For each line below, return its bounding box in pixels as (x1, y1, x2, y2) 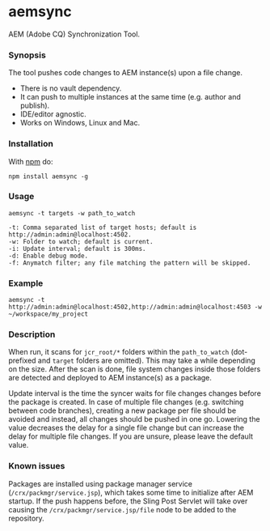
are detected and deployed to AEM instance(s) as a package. (8, 373, 213, 383)
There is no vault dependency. (19, 83, 122, 93)
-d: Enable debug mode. (8, 252, 89, 260)
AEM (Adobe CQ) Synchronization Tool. (8, 29, 140, 39)
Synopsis (8, 49, 46, 61)
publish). (19, 100, 50, 111)
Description (8, 329, 56, 340)
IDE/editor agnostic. (19, 109, 86, 119)
